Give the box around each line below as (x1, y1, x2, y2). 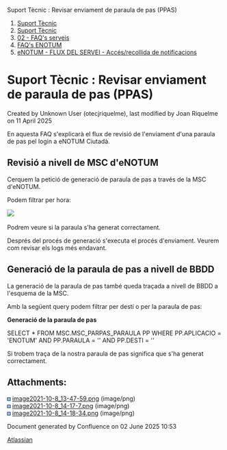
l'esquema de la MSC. (7, 289, 69, 297)
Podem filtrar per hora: (7, 195, 72, 204)
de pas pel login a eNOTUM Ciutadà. (7, 137, 111, 145)
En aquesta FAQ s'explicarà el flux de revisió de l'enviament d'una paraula (7, 129, 215, 138)
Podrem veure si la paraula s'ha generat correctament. (7, 223, 161, 232)
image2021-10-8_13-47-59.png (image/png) (12, 395, 135, 403)
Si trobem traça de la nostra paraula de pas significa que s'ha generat (7, 349, 204, 358)
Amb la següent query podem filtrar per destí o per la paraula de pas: (7, 302, 202, 310)
